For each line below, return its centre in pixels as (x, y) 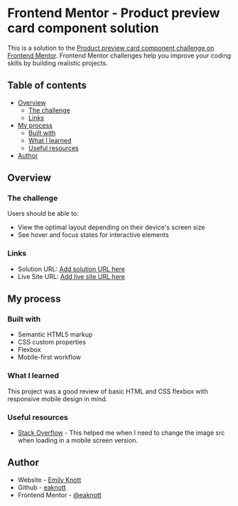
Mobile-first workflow (49, 357)
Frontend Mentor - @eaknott (59, 495)
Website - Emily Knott (49, 480)
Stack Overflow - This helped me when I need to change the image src (121, 433)
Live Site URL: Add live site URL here (71, 276)
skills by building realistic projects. (58, 63)
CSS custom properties (52, 342)
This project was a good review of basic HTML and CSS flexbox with (108, 391)
